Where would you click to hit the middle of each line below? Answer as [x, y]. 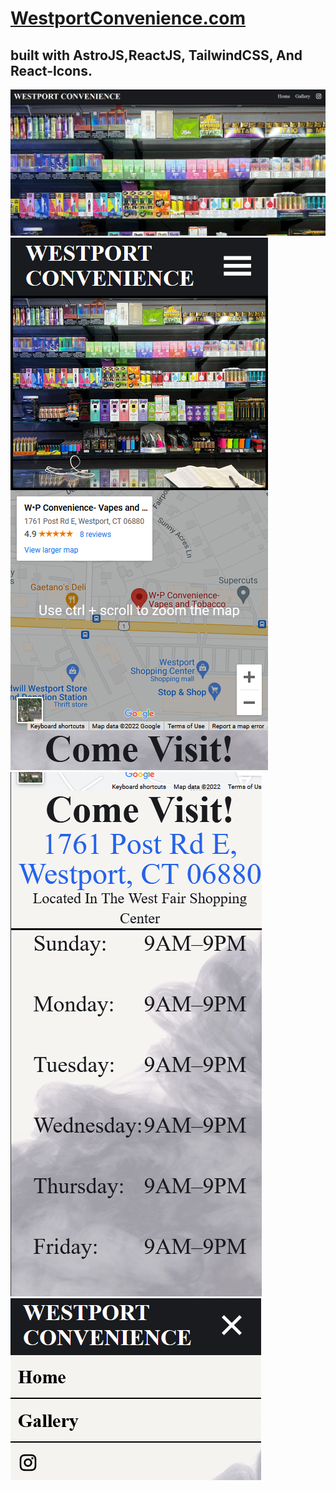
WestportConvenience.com [128, 18]
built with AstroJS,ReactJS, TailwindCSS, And [156, 55]
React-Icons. [51, 70]
